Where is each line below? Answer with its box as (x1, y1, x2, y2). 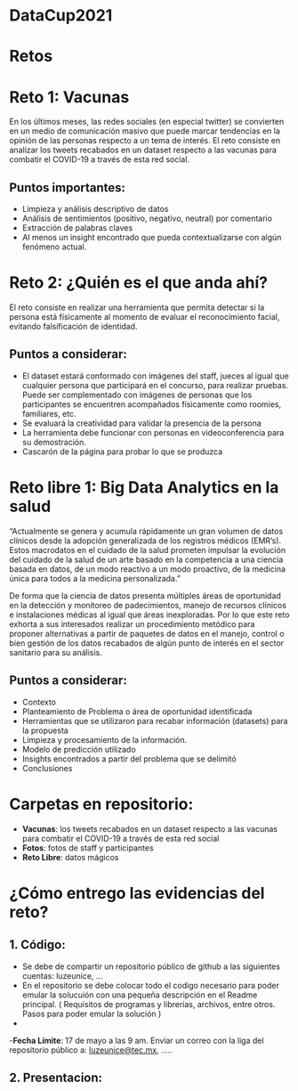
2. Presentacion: (9, 1070, 103, 1085)
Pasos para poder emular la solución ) (21, 1008, 162, 1019)
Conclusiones (21, 762, 73, 773)
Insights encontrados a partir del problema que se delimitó (21, 753, 238, 764)
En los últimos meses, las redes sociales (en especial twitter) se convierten (9, 117, 285, 127)
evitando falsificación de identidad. (9, 322, 138, 332)
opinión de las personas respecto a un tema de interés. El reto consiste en (9, 135, 281, 146)
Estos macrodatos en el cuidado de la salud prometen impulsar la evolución (9, 544, 286, 555)
